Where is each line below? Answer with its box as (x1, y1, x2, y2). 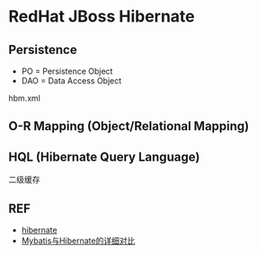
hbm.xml (8, 92, 41, 103)
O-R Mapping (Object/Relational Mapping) (8, 119, 250, 134)
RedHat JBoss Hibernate (8, 6, 195, 27)
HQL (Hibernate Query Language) (8, 149, 200, 164)
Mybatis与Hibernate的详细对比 (21, 235, 136, 246)
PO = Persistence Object (21, 66, 113, 76)
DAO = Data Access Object (21, 75, 122, 86)
